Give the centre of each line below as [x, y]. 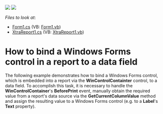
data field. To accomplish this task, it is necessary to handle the [69, 85]
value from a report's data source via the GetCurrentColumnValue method [81, 96]
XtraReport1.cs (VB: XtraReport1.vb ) [48, 32]
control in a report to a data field [71, 62]
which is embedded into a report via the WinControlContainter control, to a [81, 81]
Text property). [20, 106]
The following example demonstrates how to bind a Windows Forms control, [81, 75]
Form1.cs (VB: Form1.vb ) [36, 27]
